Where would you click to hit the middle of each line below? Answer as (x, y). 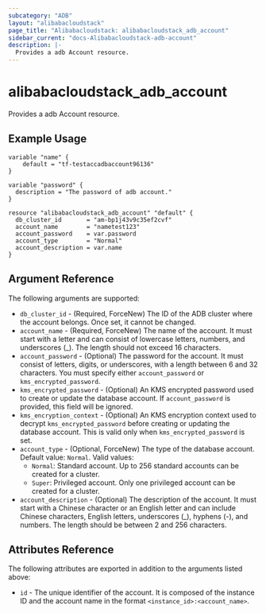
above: (19, 577)
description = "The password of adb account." (94, 192)
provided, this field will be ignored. (76, 406)
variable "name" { (39, 157)
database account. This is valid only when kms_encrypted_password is (132, 432)
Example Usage (48, 139)
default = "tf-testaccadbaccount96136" (89, 164)
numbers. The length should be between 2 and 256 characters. (123, 525)
